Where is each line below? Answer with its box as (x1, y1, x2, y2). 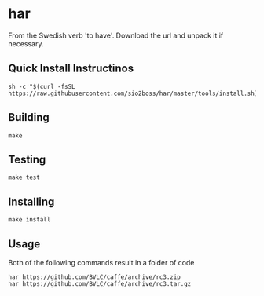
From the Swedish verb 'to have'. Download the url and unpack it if (8, 31, 224, 40)
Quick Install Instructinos (8, 62, 134, 75)
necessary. (8, 38, 45, 48)
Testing (8, 152, 46, 166)
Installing (8, 195, 55, 208)
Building (8, 111, 49, 124)
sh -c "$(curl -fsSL (8, 82, 76, 90)
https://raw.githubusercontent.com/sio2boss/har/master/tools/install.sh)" (8, 90, 262, 97)
